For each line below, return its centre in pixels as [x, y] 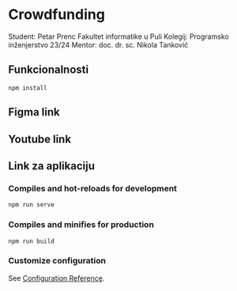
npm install [28, 88]
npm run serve [32, 205]
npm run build [32, 241]
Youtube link [40, 139]
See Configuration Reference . [56, 278]
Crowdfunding [56, 15]
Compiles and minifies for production [81, 225]
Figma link [34, 112]
